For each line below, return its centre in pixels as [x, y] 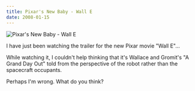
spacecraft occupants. [34, 70]
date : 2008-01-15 [28, 17]
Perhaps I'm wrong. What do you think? [55, 81]
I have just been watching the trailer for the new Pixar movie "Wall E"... [93, 46]
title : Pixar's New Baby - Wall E [49, 12]
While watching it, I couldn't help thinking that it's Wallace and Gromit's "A [97, 57]
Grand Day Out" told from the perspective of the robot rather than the [92, 64]
